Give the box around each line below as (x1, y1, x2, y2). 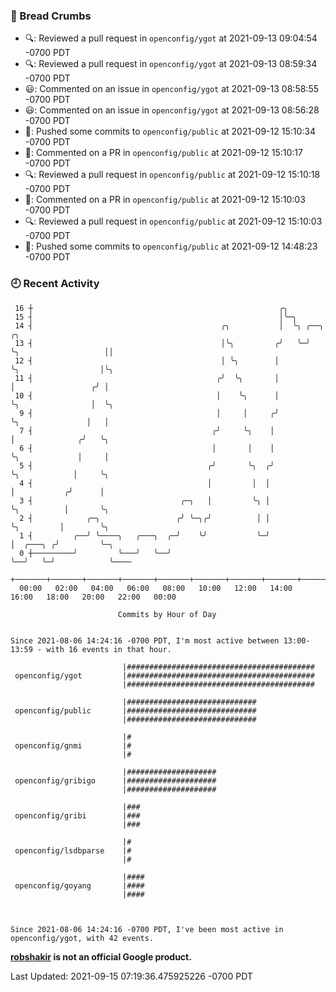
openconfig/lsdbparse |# (14, 845, 132, 856)
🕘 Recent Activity (10, 277, 100, 291)
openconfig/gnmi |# (14, 740, 132, 751)
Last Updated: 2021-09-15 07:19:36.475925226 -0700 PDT (10, 970, 253, 982)
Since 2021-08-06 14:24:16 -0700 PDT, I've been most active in (10, 924, 284, 934)
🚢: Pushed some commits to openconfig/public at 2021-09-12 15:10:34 (24, 125, 316, 138)
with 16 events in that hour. (46, 644, 172, 654)
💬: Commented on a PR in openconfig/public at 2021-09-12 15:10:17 (24, 147, 303, 159)
